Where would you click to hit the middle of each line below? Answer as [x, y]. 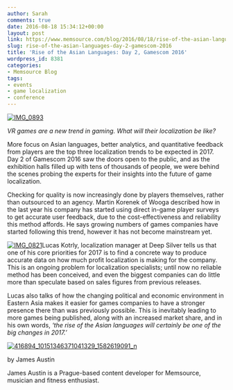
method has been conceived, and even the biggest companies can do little [114, 275]
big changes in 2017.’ [37, 332]
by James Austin [31, 359]
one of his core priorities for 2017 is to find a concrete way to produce [107, 252]
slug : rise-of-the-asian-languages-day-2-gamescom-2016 [89, 46]
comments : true [29, 20]
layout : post [26, 33]
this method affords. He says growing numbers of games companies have [113, 224]
